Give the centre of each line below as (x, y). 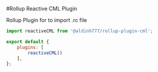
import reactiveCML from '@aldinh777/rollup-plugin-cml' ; (80, 31)
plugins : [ (30, 47)
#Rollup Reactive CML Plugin (42, 9)
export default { (28, 42)
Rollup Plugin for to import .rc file (47, 20)
